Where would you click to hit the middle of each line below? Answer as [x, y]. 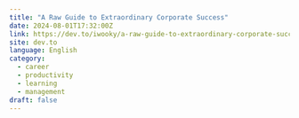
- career [33, 67]
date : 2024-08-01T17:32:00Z [61, 26]
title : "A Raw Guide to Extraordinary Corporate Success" [119, 17]
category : [28, 59]
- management [41, 91]
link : [19, 34]
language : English [43, 51]
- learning [37, 83]
